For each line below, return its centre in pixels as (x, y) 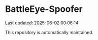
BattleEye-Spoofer (44, 9)
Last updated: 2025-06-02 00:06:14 (42, 23)
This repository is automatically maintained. (49, 32)
